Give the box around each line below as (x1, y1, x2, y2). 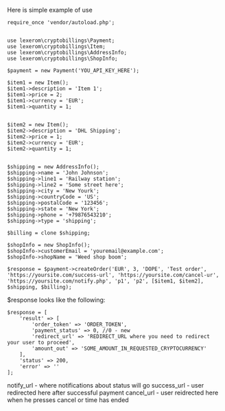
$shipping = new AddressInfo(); (7, 164, 99, 170)
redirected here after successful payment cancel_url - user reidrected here (7, 388, 219, 397)
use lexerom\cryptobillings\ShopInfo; (7, 55, 118, 62)
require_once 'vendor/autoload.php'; (7, 19, 115, 26)
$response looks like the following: (7, 296, 106, 304)
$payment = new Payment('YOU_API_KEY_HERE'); (7, 67, 139, 74)
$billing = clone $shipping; (7, 230, 91, 236)
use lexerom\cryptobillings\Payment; (7, 37, 115, 44)
